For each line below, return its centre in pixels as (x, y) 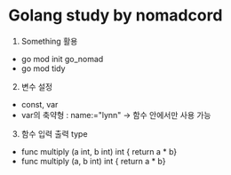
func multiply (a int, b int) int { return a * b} (99, 151)
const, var (40, 104)
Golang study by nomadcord (115, 16)
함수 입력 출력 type (54, 133)
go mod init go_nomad (62, 59)
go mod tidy (43, 68)
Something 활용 (49, 41)
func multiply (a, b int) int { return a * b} (93, 161)
